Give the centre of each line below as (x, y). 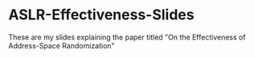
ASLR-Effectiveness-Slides (101, 15)
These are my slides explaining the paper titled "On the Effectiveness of (127, 37)
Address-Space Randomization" (61, 45)
